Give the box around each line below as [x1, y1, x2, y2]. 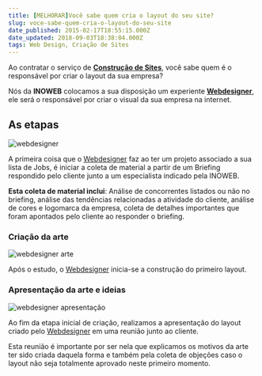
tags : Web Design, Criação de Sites [8, 41, 129, 49]
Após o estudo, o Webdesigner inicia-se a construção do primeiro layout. [8, 264, 247, 274]
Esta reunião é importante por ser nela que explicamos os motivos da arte [8, 341, 249, 351]
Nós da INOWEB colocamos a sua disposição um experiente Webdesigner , [8, 86, 255, 96]
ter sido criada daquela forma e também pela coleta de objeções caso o [8, 350, 243, 359]
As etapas [8, 118, 59, 131]
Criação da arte [8, 231, 69, 242]
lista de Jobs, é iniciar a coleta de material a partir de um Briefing [8, 162, 221, 172]
